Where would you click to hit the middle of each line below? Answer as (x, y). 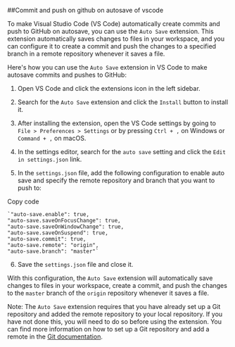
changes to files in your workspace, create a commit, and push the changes (117, 285)
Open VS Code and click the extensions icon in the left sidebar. (109, 88)
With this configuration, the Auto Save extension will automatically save (110, 278)
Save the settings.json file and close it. (75, 264)
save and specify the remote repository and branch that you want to (116, 180)
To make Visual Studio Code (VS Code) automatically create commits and (114, 24)
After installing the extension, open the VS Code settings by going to (117, 123)
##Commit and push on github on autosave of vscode (85, 10)
